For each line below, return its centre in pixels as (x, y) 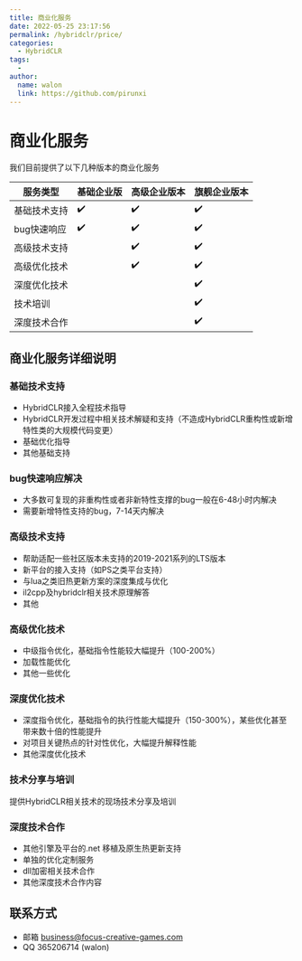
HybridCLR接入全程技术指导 (74, 408)
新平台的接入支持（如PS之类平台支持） (95, 570)
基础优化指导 (46, 442)
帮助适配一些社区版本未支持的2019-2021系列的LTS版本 (124, 558)
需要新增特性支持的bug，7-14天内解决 (93, 511)
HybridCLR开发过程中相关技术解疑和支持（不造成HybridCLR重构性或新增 (157, 419)
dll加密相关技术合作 (59, 871)
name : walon (40, 85)
